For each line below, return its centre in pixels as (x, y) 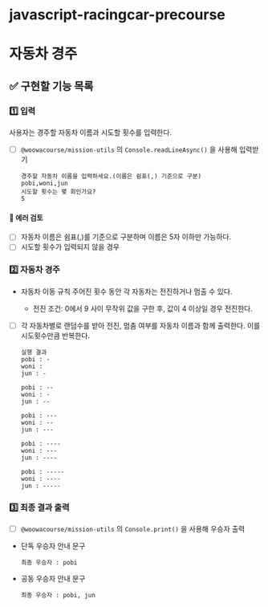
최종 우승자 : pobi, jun (58, 596)
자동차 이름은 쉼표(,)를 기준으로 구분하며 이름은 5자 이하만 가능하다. (126, 237)
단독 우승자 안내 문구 (53, 546)
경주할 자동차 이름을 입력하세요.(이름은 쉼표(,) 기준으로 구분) (111, 177)
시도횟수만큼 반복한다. (55, 336)
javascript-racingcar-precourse (117, 15)
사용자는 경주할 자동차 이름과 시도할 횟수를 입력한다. (90, 132)
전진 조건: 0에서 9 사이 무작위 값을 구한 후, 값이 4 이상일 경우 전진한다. (143, 308)
